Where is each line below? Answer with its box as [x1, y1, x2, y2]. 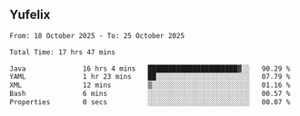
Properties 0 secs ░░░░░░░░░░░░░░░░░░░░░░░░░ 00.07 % [9, 98, 291, 107]
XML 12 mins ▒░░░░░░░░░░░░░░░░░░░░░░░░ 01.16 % [9, 81, 291, 90]
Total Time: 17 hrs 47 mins [9, 47, 116, 57]
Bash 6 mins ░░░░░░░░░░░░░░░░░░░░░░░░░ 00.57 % [9, 90, 291, 99]
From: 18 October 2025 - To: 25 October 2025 [9, 31, 185, 40]
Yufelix [9, 7, 51, 23]
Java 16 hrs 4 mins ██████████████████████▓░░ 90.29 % [9, 63, 291, 73]
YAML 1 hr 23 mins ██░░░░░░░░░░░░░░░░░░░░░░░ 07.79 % [9, 72, 291, 82]
